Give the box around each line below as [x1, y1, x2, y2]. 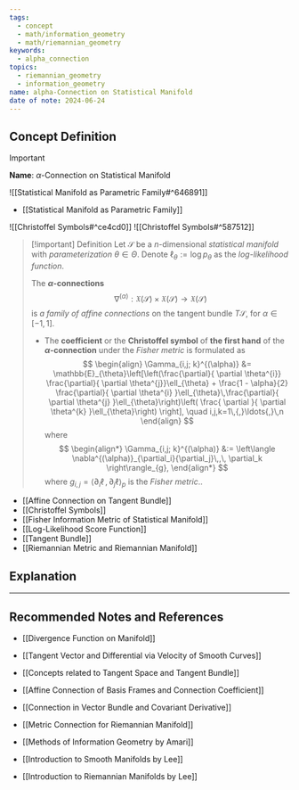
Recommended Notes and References [9, 609, 224, 624]
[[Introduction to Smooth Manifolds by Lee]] [21, 754, 184, 765]
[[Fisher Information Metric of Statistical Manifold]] [21, 514, 209, 525]
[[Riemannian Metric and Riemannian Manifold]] [21, 543, 198, 554]
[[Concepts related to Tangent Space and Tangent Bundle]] [21, 668, 240, 679]
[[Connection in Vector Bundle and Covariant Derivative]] [21, 702, 232, 713]
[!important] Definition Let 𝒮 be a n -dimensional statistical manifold [30, 239, 279, 250]
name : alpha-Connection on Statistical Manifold [9, 87, 193, 96]
